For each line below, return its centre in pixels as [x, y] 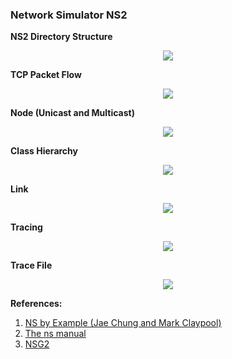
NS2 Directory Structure [61, 37]
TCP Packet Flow [46, 75]
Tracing [26, 227]
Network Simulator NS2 [69, 15]
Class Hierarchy [44, 151]
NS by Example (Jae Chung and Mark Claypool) [123, 323]
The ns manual [55, 334]
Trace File [31, 265]
